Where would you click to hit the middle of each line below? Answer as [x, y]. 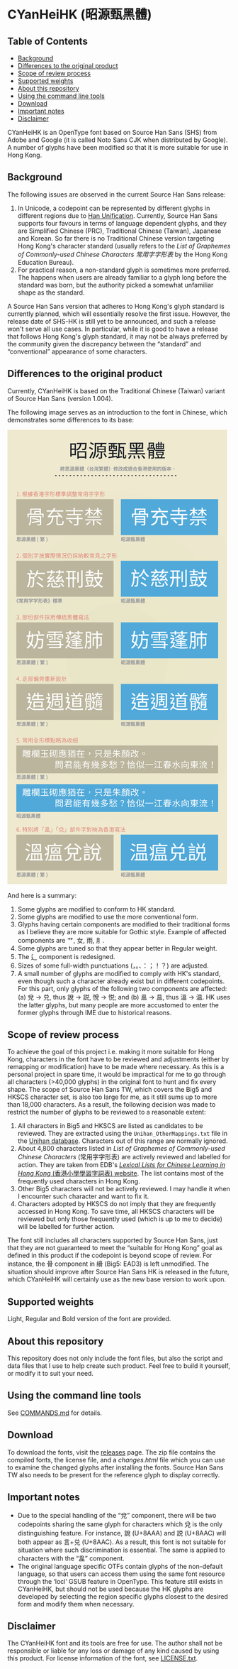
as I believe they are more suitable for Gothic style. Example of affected [122, 931]
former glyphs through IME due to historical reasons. [95, 1012]
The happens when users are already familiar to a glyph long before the [122, 277]
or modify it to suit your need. [51, 1374]
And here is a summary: [42, 895]
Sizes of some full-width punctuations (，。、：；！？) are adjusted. [113, 965]
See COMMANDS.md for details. [55, 1413]
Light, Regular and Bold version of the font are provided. [89, 1319]
